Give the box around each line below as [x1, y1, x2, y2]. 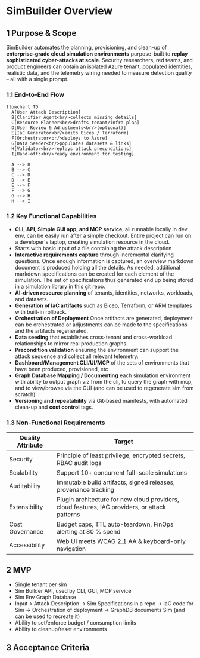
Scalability [9, 468, 39, 476]
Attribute [17, 441, 43, 449]
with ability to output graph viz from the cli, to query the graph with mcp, [14, 378, 193, 385]
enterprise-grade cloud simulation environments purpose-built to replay [6, 50, 188, 57]
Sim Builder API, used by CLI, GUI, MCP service [14, 587, 132, 594]
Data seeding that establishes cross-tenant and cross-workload [14, 333, 173, 341]
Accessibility [9, 541, 45, 549]
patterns [56, 510, 80, 518]
